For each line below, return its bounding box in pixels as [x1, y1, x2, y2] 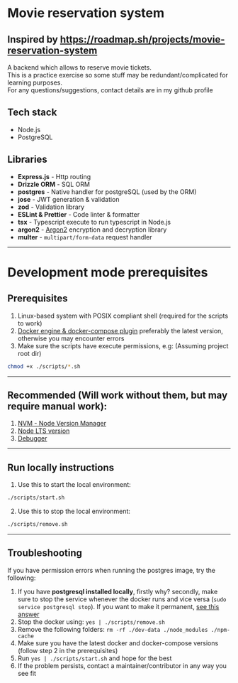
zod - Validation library [17, 203, 85, 211]
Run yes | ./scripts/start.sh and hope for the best [17, 654, 172, 662]
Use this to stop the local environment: [17, 507, 131, 515]
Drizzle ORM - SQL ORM [17, 180, 91, 188]
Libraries [7, 154, 47, 166]
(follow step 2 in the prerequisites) [17, 646, 118, 655]
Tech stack [7, 107, 57, 119]
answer [17, 610, 40, 618]
